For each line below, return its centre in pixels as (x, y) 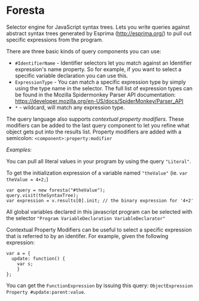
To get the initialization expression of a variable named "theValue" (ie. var (97, 173)
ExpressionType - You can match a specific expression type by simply (100, 82)
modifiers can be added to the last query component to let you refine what (98, 125)
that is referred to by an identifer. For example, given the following (87, 236)
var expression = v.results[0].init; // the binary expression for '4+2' (100, 200)
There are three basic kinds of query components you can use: (84, 51)
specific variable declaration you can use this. (71, 75)
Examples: (19, 150)
